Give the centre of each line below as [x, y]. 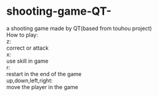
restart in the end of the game [44, 74]
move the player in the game [42, 87]
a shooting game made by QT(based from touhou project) [79, 28]
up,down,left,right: [30, 80]
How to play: [22, 34]
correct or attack [28, 48]
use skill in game [28, 61]
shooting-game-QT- [59, 11]
